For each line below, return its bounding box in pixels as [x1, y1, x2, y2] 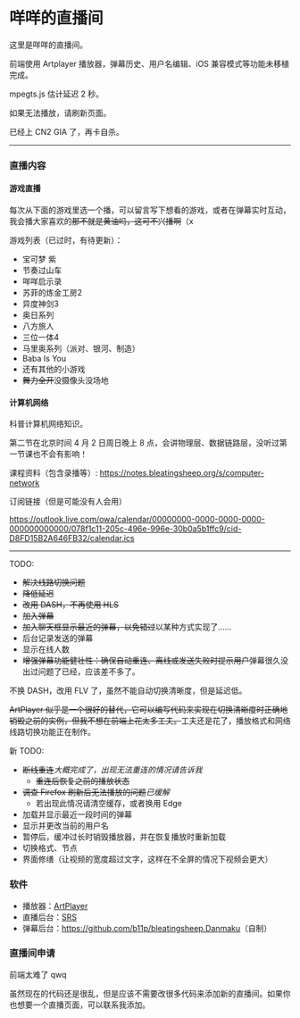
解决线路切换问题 [21, 577, 86, 588]
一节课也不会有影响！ [9, 448, 87, 460]
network [9, 478, 40, 488]
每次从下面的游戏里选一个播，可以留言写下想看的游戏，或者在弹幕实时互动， [9, 204, 291, 215]
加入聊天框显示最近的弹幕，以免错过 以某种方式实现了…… [21, 622, 232, 632]
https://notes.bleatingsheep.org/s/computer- [99, 468, 265, 479]
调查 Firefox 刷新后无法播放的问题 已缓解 [21, 787, 171, 797]
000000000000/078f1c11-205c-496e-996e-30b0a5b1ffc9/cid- [9, 523, 242, 534]
